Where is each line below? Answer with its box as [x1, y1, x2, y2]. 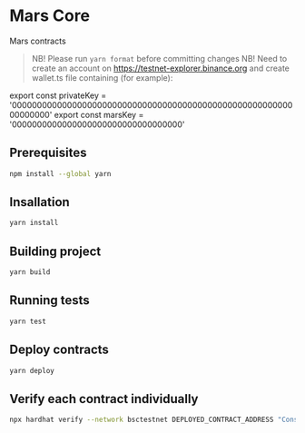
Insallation [9, 194, 70, 210]
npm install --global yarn [9, 169, 112, 178]
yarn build [9, 268, 51, 277]
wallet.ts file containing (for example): [31, 72, 173, 83]
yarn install [9, 219, 59, 228]
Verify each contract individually [9, 391, 199, 407]
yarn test [9, 317, 47, 326]
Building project [9, 243, 102, 259]
